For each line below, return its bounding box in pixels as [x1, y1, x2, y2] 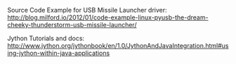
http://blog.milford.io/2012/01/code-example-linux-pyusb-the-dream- [7, 13, 209, 22]
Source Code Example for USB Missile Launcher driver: [7, 6, 167, 14]
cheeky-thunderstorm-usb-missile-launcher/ [7, 21, 137, 29]
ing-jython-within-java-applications [7, 49, 110, 57]
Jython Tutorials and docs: [7, 34, 85, 42]
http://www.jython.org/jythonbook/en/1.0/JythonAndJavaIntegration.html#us [7, 42, 229, 49]
